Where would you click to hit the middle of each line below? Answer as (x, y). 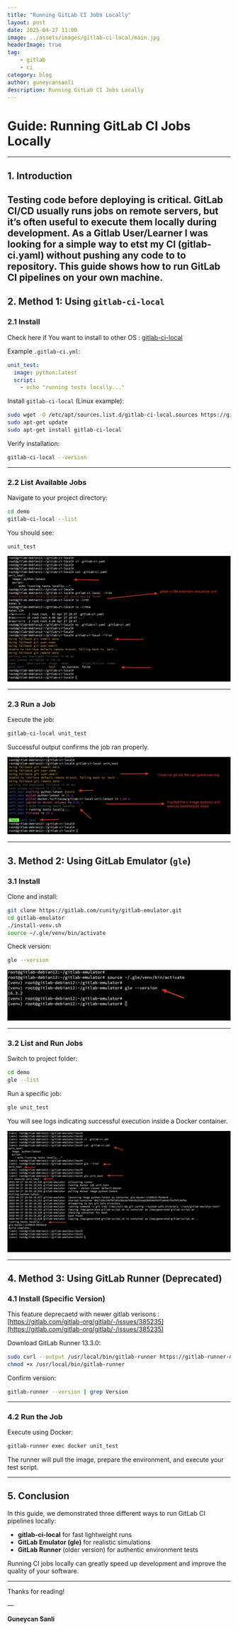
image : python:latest (46, 373)
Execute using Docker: (40, 1432)
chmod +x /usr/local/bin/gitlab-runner (66, 1364)
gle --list (23, 1080)
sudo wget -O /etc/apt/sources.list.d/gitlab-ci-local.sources (103, 415)
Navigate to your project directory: (58, 498)
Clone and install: (33, 896)
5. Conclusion (38, 1496)
